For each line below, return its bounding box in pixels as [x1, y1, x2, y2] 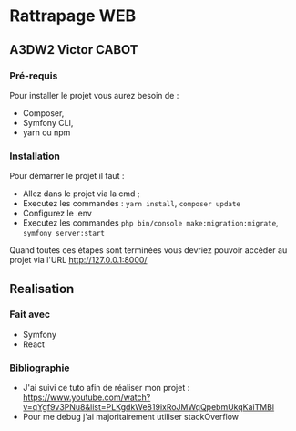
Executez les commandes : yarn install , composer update [22, 198, 241, 209]
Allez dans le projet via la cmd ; [22, 188, 140, 199]
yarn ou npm [22, 127, 71, 138]
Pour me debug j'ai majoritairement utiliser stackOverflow [22, 412, 240, 423]
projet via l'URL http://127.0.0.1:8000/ [9, 255, 148, 266]
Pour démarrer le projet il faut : [9, 171, 125, 182]
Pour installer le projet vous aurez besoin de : [9, 89, 179, 100]
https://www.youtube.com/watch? [22, 392, 151, 403]
